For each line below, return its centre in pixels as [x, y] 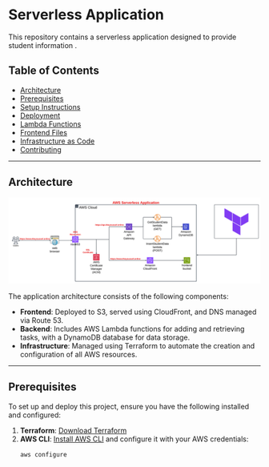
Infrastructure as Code [57, 141]
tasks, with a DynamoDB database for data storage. [105, 337]
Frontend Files [44, 132]
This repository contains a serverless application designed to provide [122, 37]
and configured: [35, 415]
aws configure [43, 454]
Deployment [40, 115]
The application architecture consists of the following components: [118, 296]
